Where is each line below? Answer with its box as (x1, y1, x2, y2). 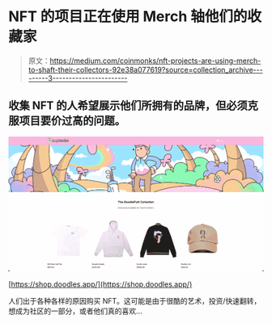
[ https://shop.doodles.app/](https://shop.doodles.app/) (8, 279, 193, 289)
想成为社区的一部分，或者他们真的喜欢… (8, 306, 143, 316)
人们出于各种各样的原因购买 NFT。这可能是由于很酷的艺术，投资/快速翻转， (8, 296, 261, 305)
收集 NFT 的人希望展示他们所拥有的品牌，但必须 (8, 99, 249, 113)
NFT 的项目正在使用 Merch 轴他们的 (8, 7, 248, 26)
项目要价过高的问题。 (19, 114, 125, 128)
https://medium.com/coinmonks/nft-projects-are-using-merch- (49, 56, 261, 65)
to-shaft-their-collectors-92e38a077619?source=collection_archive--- (28, 65, 263, 74)
